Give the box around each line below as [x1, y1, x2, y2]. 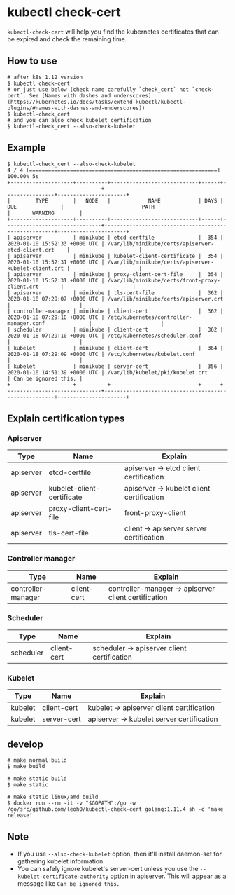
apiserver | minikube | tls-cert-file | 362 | [13, 289, 224, 296]
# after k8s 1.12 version [7, 74, 83, 81]
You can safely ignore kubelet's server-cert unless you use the [17, 864, 199, 873]
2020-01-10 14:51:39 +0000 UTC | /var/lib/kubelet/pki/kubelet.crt [7, 369, 208, 376]
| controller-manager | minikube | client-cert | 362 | [7, 308, 224, 315]
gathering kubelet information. [17, 856, 105, 866]
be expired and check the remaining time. [7, 34, 127, 43]
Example [7, 142, 46, 154]
